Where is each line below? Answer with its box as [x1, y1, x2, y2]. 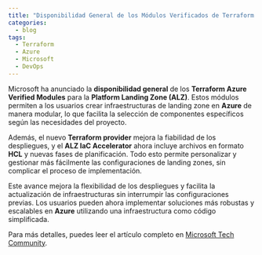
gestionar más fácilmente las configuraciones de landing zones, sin [8, 158, 226, 167]
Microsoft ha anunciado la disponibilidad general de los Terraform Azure [8, 84, 247, 93]
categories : [8, 19, 47, 27]
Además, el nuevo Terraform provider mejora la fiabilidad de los [8, 133, 217, 142]
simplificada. [8, 214, 49, 224]
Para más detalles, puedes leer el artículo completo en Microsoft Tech [8, 229, 235, 239]
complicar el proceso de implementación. [8, 166, 143, 175]
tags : [8, 33, 26, 42]
